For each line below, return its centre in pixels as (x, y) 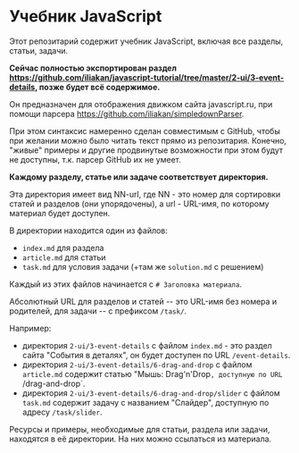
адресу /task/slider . (62, 412)
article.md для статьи (64, 257)
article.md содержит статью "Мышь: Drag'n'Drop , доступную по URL (152, 373)
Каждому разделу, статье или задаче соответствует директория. (139, 177)
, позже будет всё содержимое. (97, 87)
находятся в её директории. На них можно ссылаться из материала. (141, 439)
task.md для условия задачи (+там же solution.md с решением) (143, 266)
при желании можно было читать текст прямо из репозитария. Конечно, (148, 140)
